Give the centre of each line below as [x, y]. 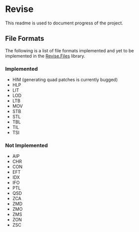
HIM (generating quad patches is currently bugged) [65, 80]
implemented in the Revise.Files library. [45, 56]
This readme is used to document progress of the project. [64, 23]
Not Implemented [27, 145]
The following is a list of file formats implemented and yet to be [69, 50]
